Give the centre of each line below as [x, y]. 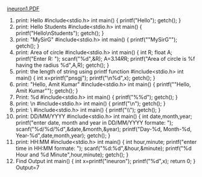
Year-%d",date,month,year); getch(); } [63, 135]
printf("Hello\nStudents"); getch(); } [60, 33]
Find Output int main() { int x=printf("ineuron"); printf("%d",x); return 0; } [106, 161]
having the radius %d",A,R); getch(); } [62, 65]
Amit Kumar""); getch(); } [47, 91]
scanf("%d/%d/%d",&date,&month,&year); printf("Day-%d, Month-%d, [103, 129]
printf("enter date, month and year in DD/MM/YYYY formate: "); [94, 123]
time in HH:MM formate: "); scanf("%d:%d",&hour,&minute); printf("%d [103, 148]
